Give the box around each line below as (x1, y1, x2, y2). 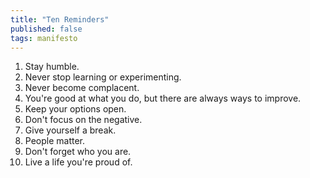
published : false (10, 24, 83, 34)
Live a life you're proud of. (24, 156, 133, 168)
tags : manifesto (10, 33, 78, 43)
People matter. (24, 135, 86, 147)
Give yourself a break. (24, 124, 117, 136)
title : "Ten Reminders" (10, 14, 110, 25)
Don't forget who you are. (24, 146, 132, 158)
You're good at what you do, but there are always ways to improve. (24, 92, 302, 105)
